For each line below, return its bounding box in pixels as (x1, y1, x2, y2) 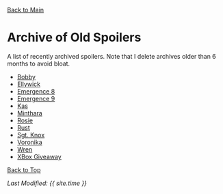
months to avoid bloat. (7, 59, 70, 68)
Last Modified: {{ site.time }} (7, 179, 88, 187)
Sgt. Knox (16, 130, 45, 139)
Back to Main (7, 6, 44, 14)
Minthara (16, 109, 42, 117)
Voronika (16, 138, 42, 146)
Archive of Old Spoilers (7, 30, 142, 45)
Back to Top (7, 165, 41, 174)
